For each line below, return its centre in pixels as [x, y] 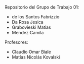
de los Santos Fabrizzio [36, 17]
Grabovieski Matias [31, 27]
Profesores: [16, 42]
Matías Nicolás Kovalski [36, 57]
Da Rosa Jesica [28, 22]
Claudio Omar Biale [31, 52]
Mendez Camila [28, 32]
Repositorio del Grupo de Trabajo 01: [42, 7]
